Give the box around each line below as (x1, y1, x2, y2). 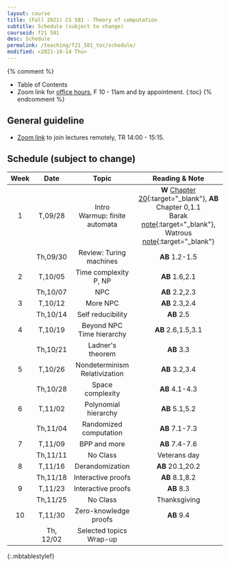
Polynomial (84, 400, 120, 409)
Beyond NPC (81, 321, 123, 330)
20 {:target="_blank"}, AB (138, 194, 219, 203)
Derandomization (74, 461, 130, 471)
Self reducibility (77, 310, 128, 319)
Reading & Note (153, 173, 205, 183)
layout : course (7, 10, 51, 17)
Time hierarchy (77, 329, 127, 338)
